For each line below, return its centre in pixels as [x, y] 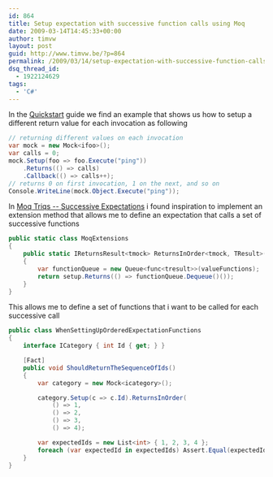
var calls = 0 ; [34, 154]
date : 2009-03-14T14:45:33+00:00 [65, 31]
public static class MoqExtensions [69, 239]
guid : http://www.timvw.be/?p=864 [67, 54]
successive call [34, 316]
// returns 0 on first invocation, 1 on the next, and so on [114, 184]
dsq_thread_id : [34, 69]
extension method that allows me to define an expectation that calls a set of [135, 215]
